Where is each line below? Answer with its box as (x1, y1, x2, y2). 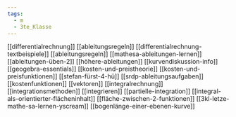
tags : (7, 10, 23, 18)
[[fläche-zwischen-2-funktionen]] (97, 95, 195, 103)
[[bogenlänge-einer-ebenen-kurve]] (90, 102, 195, 111)
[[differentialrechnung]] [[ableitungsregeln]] (7, 43, 135, 51)
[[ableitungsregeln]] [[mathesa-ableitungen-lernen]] (50, 50, 202, 58)
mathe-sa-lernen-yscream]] (7, 102, 89, 111)
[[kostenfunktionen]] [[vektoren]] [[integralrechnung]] (7, 80, 163, 88)
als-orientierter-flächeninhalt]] (7, 95, 96, 103)
